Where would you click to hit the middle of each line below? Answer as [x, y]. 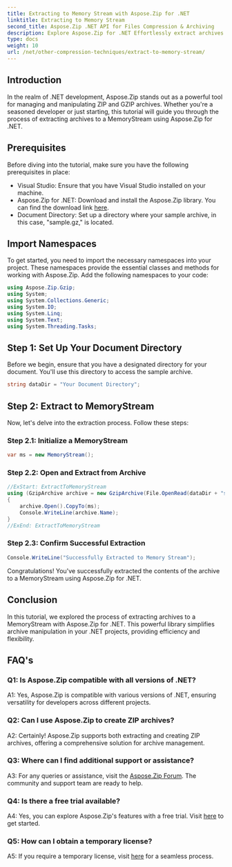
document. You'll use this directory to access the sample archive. [100, 372]
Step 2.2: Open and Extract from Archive [77, 473]
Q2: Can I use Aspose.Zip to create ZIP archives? [91, 720]
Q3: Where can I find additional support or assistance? [101, 761]
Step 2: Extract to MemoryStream [81, 406]
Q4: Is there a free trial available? [64, 801]
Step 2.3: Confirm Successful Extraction [76, 543]
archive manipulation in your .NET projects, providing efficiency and [104, 631]
